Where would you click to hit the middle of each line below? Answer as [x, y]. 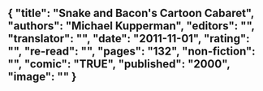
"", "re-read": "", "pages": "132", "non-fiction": [132, 52]
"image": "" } [42, 77]
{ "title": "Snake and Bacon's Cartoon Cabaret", [131, 13]
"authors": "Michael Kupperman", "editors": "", [131, 26]
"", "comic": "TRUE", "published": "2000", [119, 64]
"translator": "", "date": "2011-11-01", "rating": [129, 39]
